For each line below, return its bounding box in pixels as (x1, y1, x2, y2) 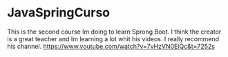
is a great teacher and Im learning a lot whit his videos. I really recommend (7, 34, 220, 43)
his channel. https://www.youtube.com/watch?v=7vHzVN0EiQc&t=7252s (7, 42, 216, 50)
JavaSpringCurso (7, 5, 111, 21)
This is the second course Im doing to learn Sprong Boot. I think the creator (7, 27, 222, 36)
